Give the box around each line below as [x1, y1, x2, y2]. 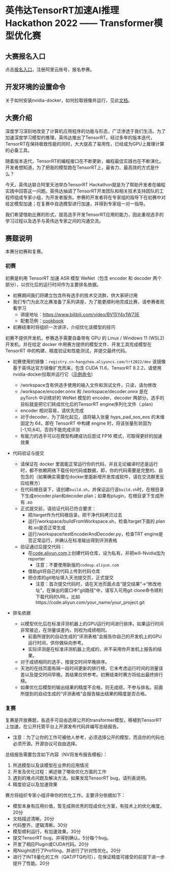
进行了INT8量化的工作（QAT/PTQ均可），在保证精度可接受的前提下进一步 [12, 854, 165, 860]
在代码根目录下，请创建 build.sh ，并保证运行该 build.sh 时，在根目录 [20, 486, 164, 492]
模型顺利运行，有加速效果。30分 [12, 828, 81, 835]
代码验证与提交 [12, 450, 44, 456]
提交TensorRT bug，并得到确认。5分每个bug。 [12, 835, 111, 841]
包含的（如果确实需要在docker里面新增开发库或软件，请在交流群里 [20, 473, 160, 480]
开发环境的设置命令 [5, 82, 66, 92]
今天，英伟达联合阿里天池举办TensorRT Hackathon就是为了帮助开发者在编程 [5, 181, 165, 187]
